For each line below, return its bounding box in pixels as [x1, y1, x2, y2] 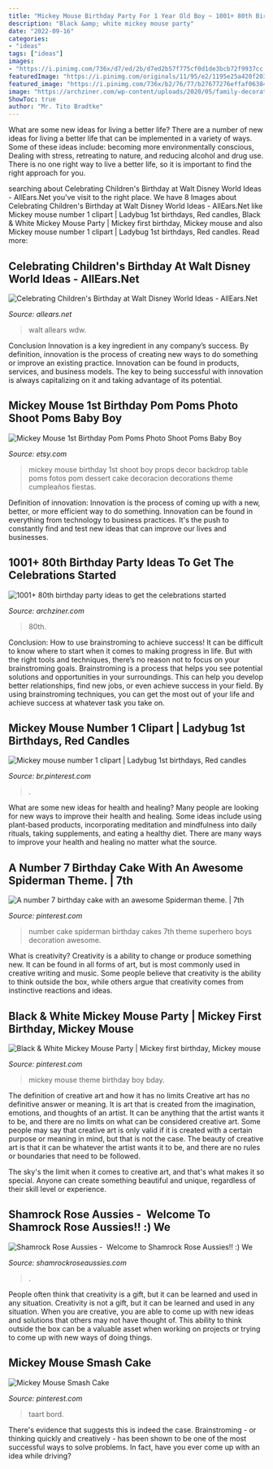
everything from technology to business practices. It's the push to [8, 515, 229, 524]
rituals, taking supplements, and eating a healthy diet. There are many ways [8, 828, 262, 838]
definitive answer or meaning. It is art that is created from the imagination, [8, 1099, 256, 1109]
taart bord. [28, 1409, 64, 1419]
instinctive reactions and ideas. [8, 985, 113, 996]
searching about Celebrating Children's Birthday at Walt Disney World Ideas [8, 184, 262, 193]
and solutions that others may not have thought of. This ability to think [8, 1315, 242, 1325]
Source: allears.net [8, 309, 72, 319]
